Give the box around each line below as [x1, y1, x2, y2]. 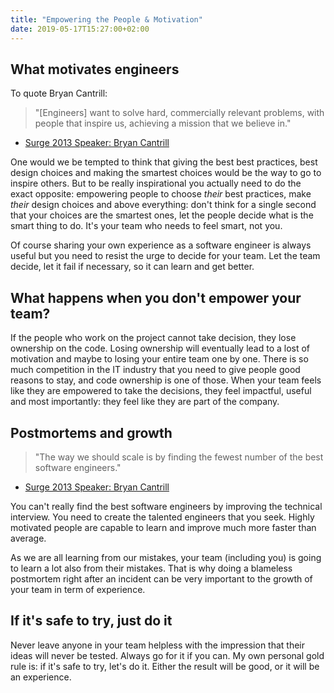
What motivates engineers [10, 61, 180, 78]
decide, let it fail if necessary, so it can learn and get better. [10, 261, 255, 273]
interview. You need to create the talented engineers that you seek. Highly [10, 511, 315, 523]
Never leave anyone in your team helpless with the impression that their [10, 639, 306, 651]
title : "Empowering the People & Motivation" [10, 14, 203, 25]
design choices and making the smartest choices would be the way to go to [10, 167, 322, 179]
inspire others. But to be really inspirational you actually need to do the [10, 177, 302, 190]
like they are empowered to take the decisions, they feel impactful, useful [10, 385, 312, 397]
